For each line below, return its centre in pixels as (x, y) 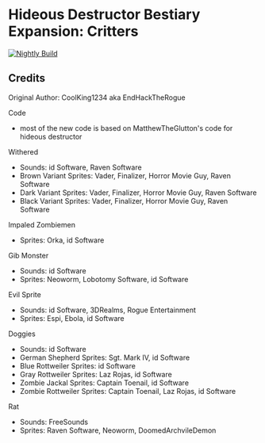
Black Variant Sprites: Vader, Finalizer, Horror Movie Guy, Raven (124, 200)
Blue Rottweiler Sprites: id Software (78, 365)
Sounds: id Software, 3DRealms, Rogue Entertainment (108, 310)
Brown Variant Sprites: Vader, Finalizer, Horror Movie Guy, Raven (125, 175)
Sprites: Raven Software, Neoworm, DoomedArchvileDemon (118, 430)
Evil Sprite (25, 294)
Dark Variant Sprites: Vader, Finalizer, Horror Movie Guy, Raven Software (138, 193)
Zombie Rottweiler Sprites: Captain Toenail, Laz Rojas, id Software (128, 391)
